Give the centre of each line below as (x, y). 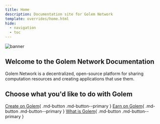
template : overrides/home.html (37, 19)
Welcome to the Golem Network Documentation (80, 62)
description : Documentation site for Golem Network (59, 14)
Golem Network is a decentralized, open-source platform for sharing (74, 74)
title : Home (17, 10)
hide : (11, 23)
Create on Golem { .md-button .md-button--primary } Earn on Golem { (75, 106)
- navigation (23, 28)
